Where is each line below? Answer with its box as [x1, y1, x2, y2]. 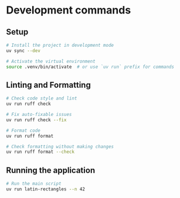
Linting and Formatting [6, 80, 91, 90]
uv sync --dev [6, 47, 41, 53]
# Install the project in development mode [6, 42, 114, 48]
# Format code [6, 127, 41, 134]
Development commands [6, 4, 131, 17]
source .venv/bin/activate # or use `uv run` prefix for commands [6, 64, 175, 70]
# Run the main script [6, 181, 62, 187]
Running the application [6, 165, 96, 175]
